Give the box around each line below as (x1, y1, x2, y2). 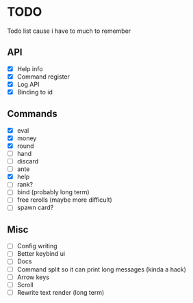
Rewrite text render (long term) (16, 288, 105, 296)
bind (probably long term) (16, 188, 90, 196)
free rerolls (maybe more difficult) (16, 196, 113, 204)
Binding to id (16, 88, 53, 96)
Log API (16, 80, 40, 88)
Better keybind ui (16, 250, 66, 258)
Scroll (16, 280, 34, 289)
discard (16, 157, 39, 166)
